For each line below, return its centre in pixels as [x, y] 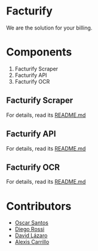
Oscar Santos [32, 223]
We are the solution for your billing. [49, 28]
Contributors [39, 206]
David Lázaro [31, 235]
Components [39, 52]
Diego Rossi [30, 229]
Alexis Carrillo [32, 242]
